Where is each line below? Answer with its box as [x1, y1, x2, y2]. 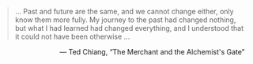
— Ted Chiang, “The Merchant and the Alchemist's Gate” [59, 47, 245, 56]
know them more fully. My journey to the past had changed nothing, [14, 15, 236, 24]
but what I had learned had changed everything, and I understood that [14, 24, 244, 32]
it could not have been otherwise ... [14, 32, 130, 41]
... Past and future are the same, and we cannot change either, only [14, 7, 234, 16]
